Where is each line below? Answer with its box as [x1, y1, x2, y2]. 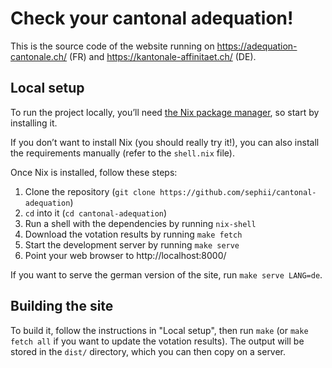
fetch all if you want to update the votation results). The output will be [10, 335, 305, 347]
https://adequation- [216, 40, 298, 52]
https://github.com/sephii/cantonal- [159, 187, 317, 197]
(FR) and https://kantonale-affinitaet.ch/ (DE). [69, 50, 257, 62]
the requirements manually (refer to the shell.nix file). [10, 147, 235, 159]
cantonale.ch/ [10, 50, 68, 62]
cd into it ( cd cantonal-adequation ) [24, 207, 168, 219]
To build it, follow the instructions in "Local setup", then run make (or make [10, 324, 309, 336]
